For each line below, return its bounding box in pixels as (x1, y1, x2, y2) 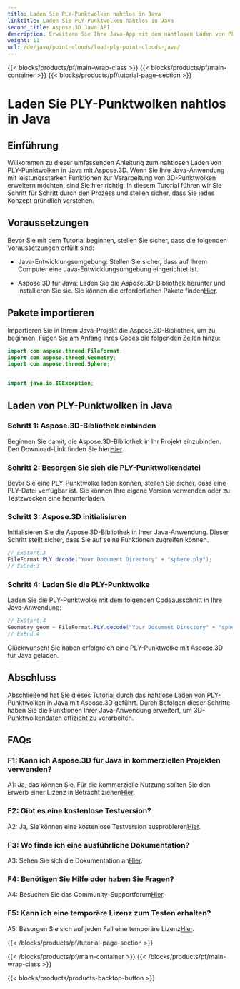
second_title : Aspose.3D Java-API (7, 24, 111, 31)
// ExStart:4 (7, 617, 46, 625)
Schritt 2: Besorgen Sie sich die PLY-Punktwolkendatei (7, 462, 201, 472)
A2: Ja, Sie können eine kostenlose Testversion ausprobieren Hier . (7, 822, 201, 830)
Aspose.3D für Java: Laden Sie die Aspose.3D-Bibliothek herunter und (17, 278, 226, 287)
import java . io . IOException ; (7, 380, 94, 387)
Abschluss (7, 672, 56, 684)
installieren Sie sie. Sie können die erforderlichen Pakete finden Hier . (17, 286, 218, 295)
